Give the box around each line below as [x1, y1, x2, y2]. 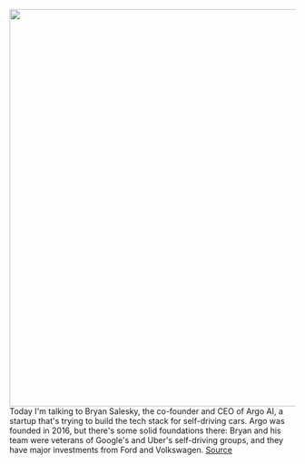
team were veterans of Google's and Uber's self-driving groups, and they [9, 435, 284, 445]
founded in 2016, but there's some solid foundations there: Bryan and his [9, 425, 281, 436]
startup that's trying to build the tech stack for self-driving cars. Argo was [9, 416, 285, 426]
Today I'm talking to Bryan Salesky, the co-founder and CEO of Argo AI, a [9, 406, 284, 417]
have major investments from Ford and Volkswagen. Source [9, 445, 233, 455]
